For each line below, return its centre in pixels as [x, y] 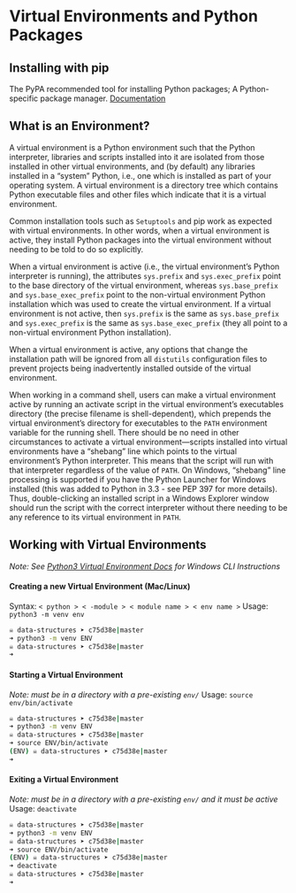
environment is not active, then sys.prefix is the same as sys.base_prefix [144, 313]
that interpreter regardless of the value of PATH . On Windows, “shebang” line [148, 470]
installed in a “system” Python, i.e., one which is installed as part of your [140, 175]
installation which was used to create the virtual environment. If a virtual [140, 304]
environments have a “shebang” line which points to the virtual [123, 451]
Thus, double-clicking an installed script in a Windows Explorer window [139, 498]
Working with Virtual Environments [108, 545]
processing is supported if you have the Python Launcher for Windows [138, 479]
